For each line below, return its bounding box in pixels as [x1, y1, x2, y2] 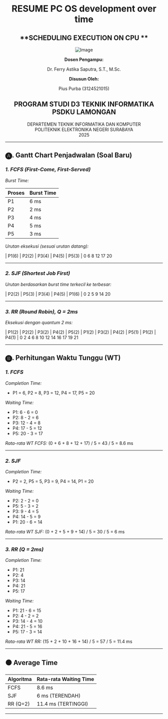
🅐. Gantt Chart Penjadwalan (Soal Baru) [5, 151, 132, 160]
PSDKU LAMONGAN [51, 108, 116, 117]
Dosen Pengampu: [64, 57, 104, 63]
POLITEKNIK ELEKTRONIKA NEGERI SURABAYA [34, 126, 133, 133]
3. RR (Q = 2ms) [5, 546, 44, 553]
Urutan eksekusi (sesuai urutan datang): [5, 243, 89, 249]
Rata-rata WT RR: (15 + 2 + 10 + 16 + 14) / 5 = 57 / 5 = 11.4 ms [5, 638, 132, 644]
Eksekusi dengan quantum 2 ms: [5, 320, 73, 326]
